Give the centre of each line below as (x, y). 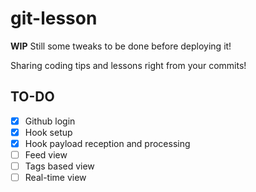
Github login (50, 121)
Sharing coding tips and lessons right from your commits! (128, 65)
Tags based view (59, 166)
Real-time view (55, 178)
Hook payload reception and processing (107, 143)
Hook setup (48, 132)
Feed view (46, 154)
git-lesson (54, 18)
